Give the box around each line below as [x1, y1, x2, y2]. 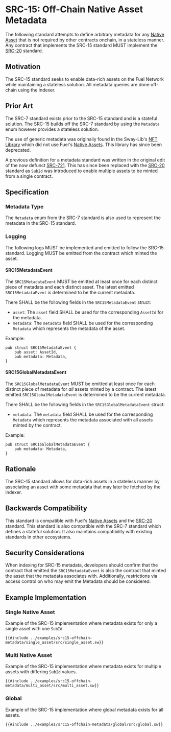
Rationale [5, 465, 36, 474]
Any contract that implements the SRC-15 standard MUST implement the [5, 42, 158, 48]
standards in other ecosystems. [5, 534, 72, 540]
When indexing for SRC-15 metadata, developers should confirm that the [5, 562, 158, 568]
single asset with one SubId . [5, 626, 64, 632]
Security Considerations [5, 548, 85, 557]
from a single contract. [5, 173, 53, 179]
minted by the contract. [12, 422, 62, 428]
